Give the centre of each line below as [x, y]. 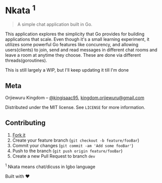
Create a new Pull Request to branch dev [54, 156]
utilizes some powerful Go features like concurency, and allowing [72, 45]
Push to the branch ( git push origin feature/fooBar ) [67, 151]
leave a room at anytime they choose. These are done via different [73, 55]
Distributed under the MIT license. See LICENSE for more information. [75, 107]
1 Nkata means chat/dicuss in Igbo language [50, 166]
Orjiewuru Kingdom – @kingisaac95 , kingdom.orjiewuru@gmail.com [75, 98]
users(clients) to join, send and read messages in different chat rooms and [81, 50]
